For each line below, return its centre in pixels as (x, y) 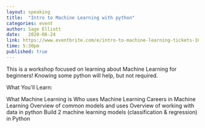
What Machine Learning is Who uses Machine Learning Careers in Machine (101, 99)
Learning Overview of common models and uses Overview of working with (100, 105)
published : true (27, 52)
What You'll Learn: (30, 87)
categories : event (30, 23)
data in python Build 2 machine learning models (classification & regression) (102, 112)
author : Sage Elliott (34, 29)
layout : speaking (28, 12)
